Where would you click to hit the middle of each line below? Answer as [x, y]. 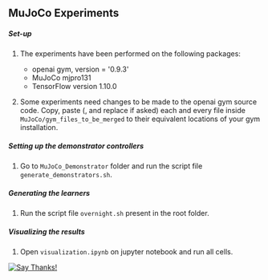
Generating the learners [49, 193]
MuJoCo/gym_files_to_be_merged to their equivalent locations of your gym [140, 119]
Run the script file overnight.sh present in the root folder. [115, 213]
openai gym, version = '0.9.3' [80, 69]
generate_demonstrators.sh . [66, 175]
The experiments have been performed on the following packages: [130, 54]
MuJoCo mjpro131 [61, 78]
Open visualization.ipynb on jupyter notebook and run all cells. [126, 252]
